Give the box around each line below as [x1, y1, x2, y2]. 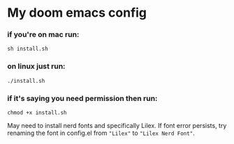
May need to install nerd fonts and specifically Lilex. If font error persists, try [7, 122, 227, 130]
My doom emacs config [7, 5, 147, 21]
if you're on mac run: [7, 30, 80, 40]
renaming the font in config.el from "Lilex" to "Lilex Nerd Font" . [7, 129, 196, 137]
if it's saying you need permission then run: [7, 93, 158, 103]
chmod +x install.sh [7, 109, 68, 116]
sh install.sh [7, 45, 49, 53]
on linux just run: [7, 61, 66, 71]
